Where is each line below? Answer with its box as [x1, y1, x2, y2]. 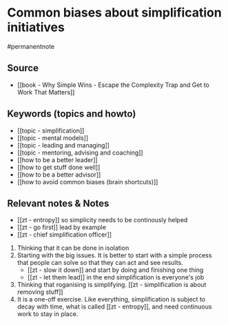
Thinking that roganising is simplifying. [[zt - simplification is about [17, 281, 207, 289]
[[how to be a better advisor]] [17, 170, 101, 179]
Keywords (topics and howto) [7, 108, 136, 120]
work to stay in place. [17, 310, 79, 318]
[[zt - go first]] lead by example [17, 223, 107, 232]
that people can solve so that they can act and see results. [17, 259, 184, 267]
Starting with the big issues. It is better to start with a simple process [17, 251, 212, 259]
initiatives [7, 19, 65, 35]
